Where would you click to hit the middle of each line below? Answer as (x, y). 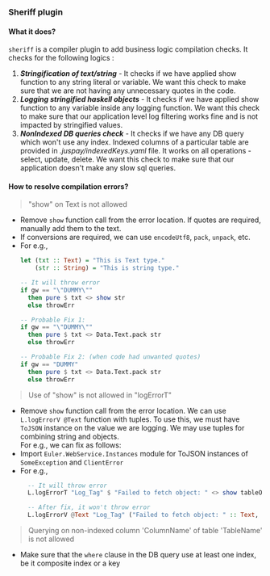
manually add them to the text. (71, 229)
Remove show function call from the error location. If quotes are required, (141, 220)
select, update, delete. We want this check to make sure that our (127, 159)
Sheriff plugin (35, 12)
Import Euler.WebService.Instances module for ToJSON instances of (134, 453)
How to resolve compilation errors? (69, 186)
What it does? (32, 32)
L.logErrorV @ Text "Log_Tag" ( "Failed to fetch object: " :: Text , (143, 515)
